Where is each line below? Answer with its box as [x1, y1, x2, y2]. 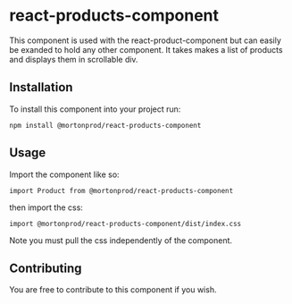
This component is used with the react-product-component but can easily [9, 35, 281, 46]
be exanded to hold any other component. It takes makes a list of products [9, 44, 283, 55]
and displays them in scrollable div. [9, 54, 138, 64]
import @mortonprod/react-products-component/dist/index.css [9, 219, 242, 228]
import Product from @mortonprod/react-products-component [9, 186, 234, 195]
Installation [9, 80, 73, 95]
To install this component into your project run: [9, 104, 181, 114]
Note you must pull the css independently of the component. [9, 234, 233, 246]
